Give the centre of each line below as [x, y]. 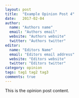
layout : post [18, 9]
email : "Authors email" [33, 32]
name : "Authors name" [31, 28]
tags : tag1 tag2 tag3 [27, 72]
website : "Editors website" [38, 59]
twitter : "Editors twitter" [38, 63]
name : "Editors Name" [31, 50]
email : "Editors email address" [42, 54]
